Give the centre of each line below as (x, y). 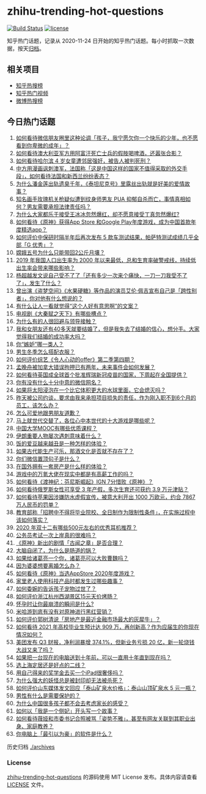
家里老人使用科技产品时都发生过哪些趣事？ (69, 581)
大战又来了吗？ (35, 650)
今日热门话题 (31, 122)
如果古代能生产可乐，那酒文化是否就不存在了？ (75, 451)
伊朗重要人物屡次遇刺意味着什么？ (59, 436)
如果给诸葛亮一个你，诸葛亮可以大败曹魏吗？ (72, 558)
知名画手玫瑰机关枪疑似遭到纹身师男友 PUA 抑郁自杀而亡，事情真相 (101, 199)
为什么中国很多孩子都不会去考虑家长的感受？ (72, 703)
